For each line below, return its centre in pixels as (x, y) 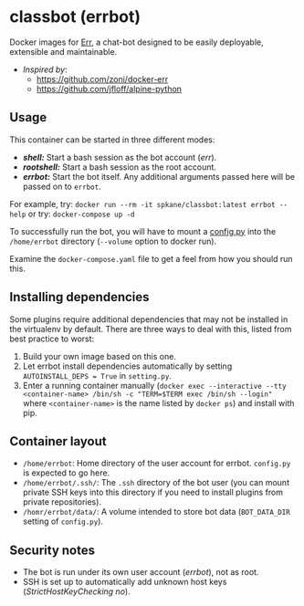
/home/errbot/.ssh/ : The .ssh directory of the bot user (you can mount (156, 483)
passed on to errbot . (62, 186)
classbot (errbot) (75, 17)
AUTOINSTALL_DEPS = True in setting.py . (97, 375)
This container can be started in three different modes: (112, 140)
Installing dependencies (79, 297)
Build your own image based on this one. (99, 356)
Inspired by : (45, 69)
